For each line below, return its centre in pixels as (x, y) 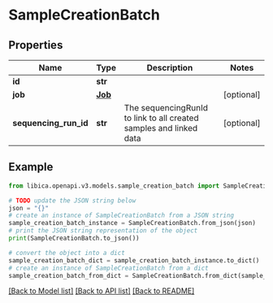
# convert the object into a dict (67, 253)
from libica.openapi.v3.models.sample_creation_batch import (114, 186)
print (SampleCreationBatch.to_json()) (74, 238)
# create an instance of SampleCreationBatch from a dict (108, 268)
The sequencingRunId (166, 108)
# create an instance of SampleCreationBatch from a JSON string (121, 216)
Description (170, 68)
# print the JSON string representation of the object (103, 231)
